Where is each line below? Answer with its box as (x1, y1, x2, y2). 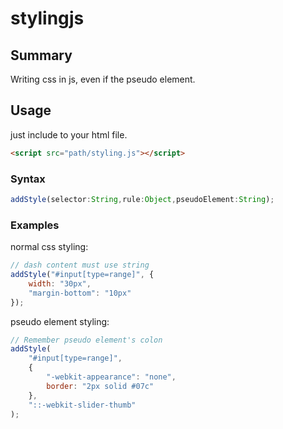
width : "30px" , (28, 278, 92, 289)
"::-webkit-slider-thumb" (28, 400, 137, 410)
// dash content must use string (10, 260, 150, 271)
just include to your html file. (10, 128, 128, 141)
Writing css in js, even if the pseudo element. (10, 73, 196, 85)
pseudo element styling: (10, 315, 110, 327)
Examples (10, 218, 60, 232)
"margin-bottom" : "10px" (28, 288, 132, 298)
